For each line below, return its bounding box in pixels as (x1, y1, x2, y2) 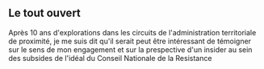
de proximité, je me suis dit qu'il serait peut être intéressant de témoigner (8, 36, 252, 46)
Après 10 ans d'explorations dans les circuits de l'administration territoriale (8, 27, 257, 37)
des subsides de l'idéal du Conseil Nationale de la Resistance (8, 53, 212, 63)
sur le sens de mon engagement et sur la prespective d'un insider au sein (8, 44, 253, 55)
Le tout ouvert (8, 6, 81, 20)
